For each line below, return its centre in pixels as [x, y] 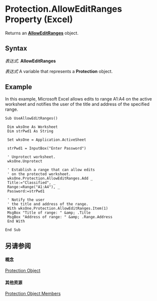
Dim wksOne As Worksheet [32, 127]
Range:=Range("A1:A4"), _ [34, 187]
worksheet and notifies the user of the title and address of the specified [77, 104]
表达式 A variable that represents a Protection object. [59, 71]
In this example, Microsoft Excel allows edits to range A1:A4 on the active [78, 99]
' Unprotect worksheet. [31, 157]
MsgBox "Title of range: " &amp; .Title [49, 213]
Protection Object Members [33, 294]
